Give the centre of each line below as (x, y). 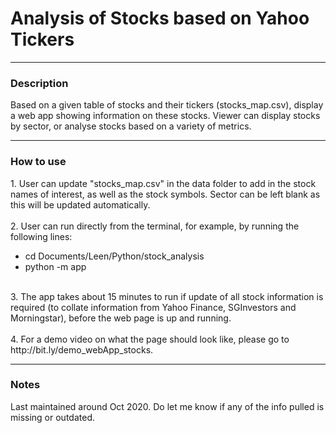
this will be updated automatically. (80, 204)
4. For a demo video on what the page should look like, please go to (150, 339)
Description (39, 83)
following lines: (41, 236)
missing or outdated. (52, 417)
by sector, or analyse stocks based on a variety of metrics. (131, 126)
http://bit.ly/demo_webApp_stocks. (82, 349)
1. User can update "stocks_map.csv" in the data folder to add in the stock (163, 183)
